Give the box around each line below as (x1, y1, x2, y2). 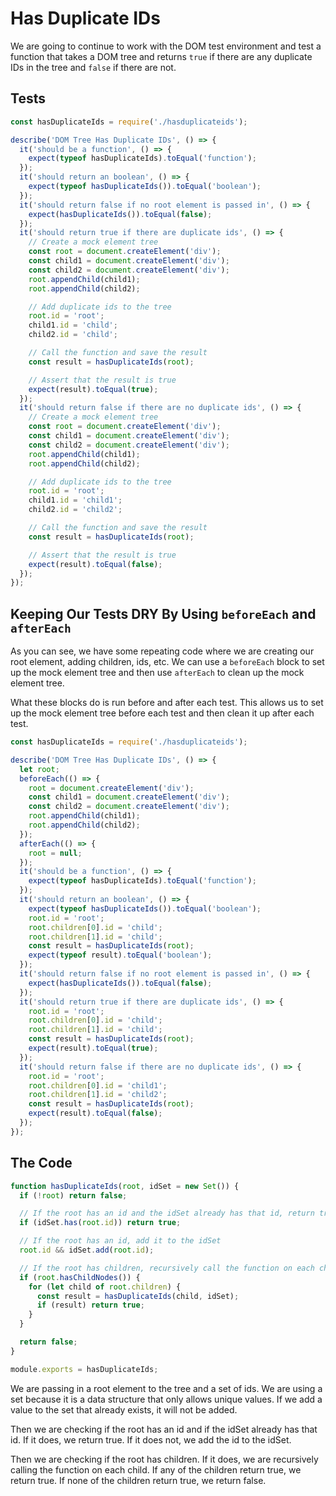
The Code (10, 1155, 73, 1172)
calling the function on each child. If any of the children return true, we (10, 1463, 302, 1476)
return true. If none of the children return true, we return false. (10, 1474, 267, 1486)
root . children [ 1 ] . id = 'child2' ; (28, 1090, 168, 1100)
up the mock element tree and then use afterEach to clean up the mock (10, 667, 305, 679)
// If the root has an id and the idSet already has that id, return (19, 1208, 315, 1219)
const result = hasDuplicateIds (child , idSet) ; (36, 1291, 240, 1301)
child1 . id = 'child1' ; (28, 495, 123, 506)
